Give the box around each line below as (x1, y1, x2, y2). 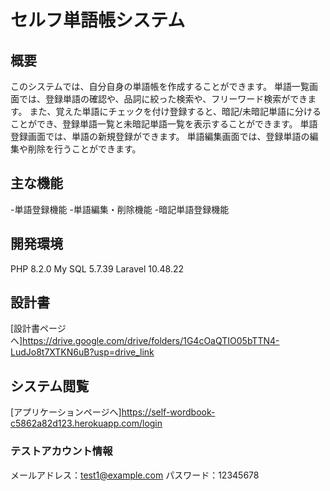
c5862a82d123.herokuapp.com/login (10, 417, 163, 430)
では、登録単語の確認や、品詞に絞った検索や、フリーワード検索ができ (18, 93, 308, 105)
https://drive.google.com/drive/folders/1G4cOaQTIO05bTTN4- (22, 335, 280, 347)
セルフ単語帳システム (10, 9, 186, 32)
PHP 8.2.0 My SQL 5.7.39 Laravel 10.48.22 (10, 262, 185, 275)
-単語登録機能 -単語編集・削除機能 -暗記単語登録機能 (10, 203, 230, 215)
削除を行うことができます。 (27, 143, 142, 155)
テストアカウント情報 (10, 444, 113, 458)
